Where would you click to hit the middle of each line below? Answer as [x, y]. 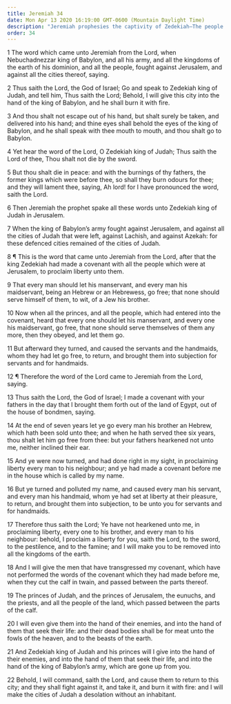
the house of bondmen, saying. [51, 412]
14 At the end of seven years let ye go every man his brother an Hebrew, [110, 426]
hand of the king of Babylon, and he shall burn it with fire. [89, 103]
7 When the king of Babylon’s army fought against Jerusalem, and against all [116, 228]
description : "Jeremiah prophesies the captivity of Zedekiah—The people [115, 26]
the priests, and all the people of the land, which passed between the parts [114, 603]
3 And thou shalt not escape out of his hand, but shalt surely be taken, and [113, 116]
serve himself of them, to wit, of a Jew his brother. [79, 300]
